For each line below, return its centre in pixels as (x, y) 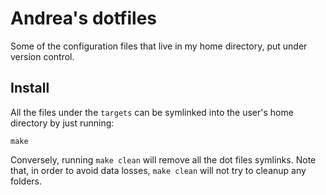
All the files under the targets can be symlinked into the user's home (152, 112)
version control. (42, 56)
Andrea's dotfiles (83, 18)
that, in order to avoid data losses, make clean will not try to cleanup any (158, 170)
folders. (26, 181)
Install (30, 88)
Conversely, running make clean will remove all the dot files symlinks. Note (163, 159)
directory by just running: (62, 123)
